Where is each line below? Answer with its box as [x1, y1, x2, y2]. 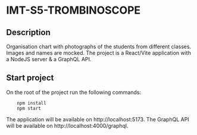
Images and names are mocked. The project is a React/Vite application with [6, 49, 192, 56]
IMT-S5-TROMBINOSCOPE [6, 4, 141, 17]
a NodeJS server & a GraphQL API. [6, 56, 92, 62]
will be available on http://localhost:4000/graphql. [6, 122, 129, 129]
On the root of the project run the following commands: [6, 89, 142, 96]
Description [6, 27, 51, 37]
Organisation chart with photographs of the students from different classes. [6, 43, 192, 50]
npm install [17, 100, 46, 106]
